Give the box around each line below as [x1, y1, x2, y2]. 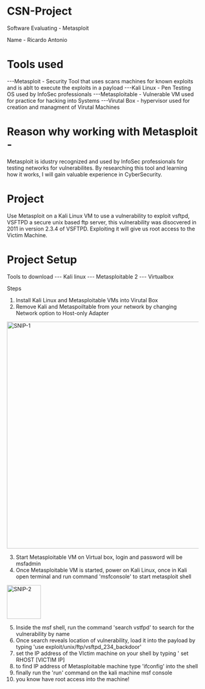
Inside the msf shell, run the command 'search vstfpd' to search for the [15, 623, 194, 631]
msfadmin [15, 559, 41, 567]
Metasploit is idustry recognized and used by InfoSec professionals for [7, 158, 184, 165]
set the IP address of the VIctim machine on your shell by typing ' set [15, 649, 189, 657]
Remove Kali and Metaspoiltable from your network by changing [15, 303, 177, 310]
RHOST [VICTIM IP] [15, 656, 65, 663]
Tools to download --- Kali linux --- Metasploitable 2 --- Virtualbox [7, 272, 174, 280]
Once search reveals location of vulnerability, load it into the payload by [15, 637, 196, 644]
